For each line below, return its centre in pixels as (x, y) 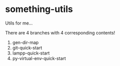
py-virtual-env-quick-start (39, 58)
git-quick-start (27, 47)
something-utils (39, 9)
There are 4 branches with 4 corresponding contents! (60, 32)
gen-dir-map (25, 42)
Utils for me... (19, 23)
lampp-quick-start (31, 53)
